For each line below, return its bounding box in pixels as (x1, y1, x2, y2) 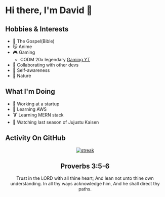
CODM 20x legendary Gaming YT (20, 57, 91, 62)
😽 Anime (12, 44, 32, 50)
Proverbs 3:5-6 (60, 162, 110, 171)
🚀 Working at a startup (12, 101, 60, 107)
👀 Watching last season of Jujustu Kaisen (12, 119, 99, 125)
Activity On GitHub (5, 134, 66, 142)
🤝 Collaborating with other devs (12, 62, 79, 68)
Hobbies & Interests (5, 25, 69, 33)
